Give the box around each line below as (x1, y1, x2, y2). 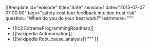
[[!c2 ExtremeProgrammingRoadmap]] (12, 25, 94, 31)
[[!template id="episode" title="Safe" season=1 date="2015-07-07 (5, 5, 145, 10)
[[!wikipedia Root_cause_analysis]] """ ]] (12, 36, 99, 42)
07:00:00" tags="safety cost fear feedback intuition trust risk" (5, 10, 137, 16)
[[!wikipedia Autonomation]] (12, 31, 72, 36)
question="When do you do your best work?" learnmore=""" (5, 15, 134, 21)
